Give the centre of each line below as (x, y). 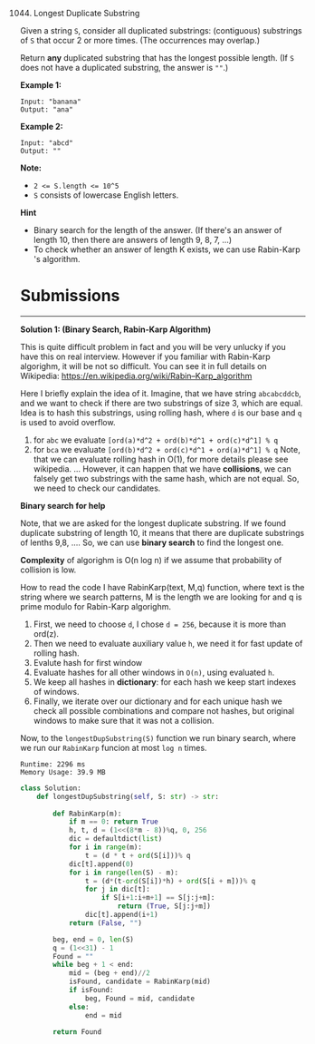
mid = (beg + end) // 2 (110, 973)
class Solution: (51, 788)
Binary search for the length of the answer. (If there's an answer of (157, 230)
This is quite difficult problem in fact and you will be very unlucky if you (153, 346)
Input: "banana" (51, 102)
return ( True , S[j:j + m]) (164, 906)
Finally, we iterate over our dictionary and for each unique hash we (157, 701)
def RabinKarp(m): (87, 814)
